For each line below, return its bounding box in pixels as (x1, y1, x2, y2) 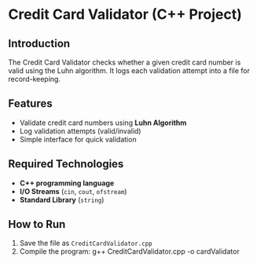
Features (8, 97, 53, 111)
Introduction (8, 37, 71, 50)
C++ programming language (19, 178, 115, 188)
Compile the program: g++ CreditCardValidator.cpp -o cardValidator (19, 247, 240, 256)
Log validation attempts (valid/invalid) (19, 126, 141, 135)
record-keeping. (8, 75, 61, 83)
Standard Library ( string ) (19, 195, 105, 204)
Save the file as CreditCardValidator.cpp (19, 238, 152, 248)
